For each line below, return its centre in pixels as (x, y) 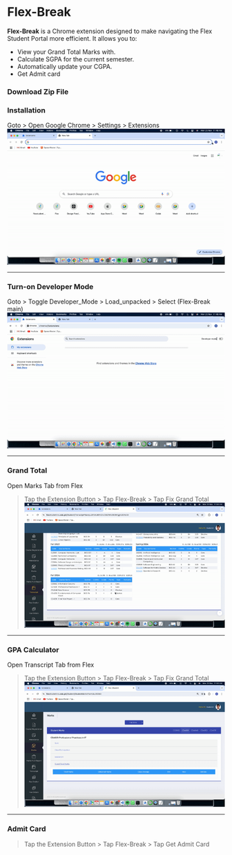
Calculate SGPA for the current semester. (76, 59)
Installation (27, 110)
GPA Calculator (33, 649)
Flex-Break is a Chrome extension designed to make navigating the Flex (110, 31)
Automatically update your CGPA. (65, 66)
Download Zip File (38, 92)
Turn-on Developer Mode (50, 287)
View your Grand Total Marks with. (66, 52)
